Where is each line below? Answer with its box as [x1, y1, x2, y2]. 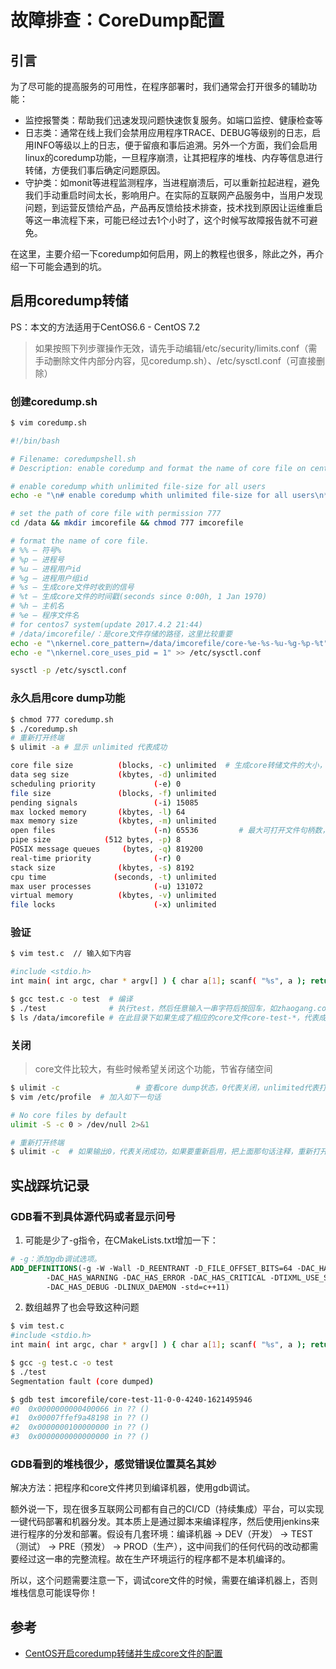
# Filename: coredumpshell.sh [10, 454, 137, 464]
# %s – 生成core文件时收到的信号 [10, 582, 135, 593]
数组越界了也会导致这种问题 [24, 1301, 140, 1313]
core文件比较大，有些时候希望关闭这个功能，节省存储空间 [34, 1063, 273, 1075]
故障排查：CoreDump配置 [10, 9, 225, 32]
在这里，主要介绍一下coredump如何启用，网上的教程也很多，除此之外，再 [10, 248, 316, 260]
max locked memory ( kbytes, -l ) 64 [10, 807, 186, 817]
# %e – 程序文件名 [10, 611, 80, 621]
